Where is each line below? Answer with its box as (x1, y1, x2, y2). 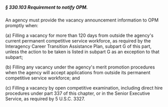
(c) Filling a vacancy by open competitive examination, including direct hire (5, 84, 163, 91)
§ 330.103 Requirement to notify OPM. (5, 4, 88, 10)
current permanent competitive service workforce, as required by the (5, 37, 151, 44)
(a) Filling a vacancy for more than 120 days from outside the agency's (5, 32, 154, 38)
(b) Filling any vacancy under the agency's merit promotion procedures (5, 64, 155, 70)
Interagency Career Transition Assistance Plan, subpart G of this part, (5, 43, 152, 49)
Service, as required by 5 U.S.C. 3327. (5, 95, 85, 102)
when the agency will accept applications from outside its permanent (5, 69, 151, 75)
